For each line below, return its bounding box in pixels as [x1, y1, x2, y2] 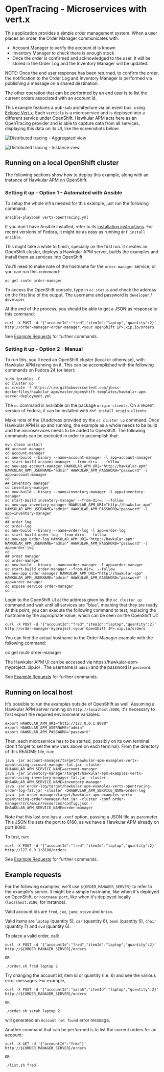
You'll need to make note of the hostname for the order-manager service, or [5, 263, 156, 269]
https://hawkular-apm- [93, 659, 139, 665]
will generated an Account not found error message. [5, 1017, 110, 1023]
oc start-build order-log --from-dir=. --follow [5, 532, 106, 538]
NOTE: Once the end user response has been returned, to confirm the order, [5, 70, 159, 76]
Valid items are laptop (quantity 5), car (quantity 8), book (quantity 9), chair [5, 918, 157, 924]
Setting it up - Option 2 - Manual [5, 345, 83, 352]
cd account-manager [5, 451, 45, 456]
